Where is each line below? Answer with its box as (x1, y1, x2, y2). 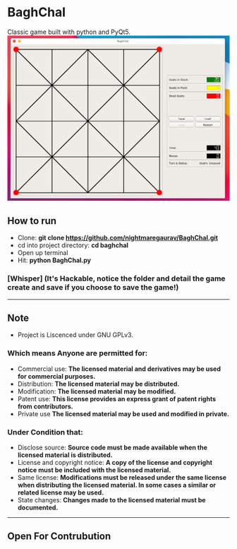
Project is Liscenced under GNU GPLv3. (17, 331, 134, 339)
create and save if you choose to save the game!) (7, 283, 179, 293)
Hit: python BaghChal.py (17, 256, 92, 265)
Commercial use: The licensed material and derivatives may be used (17, 365, 221, 373)
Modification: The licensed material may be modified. (17, 386, 176, 396)
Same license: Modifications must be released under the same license (17, 473, 227, 481)
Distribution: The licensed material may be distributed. (17, 379, 180, 388)
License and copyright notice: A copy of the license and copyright (17, 459, 213, 466)
